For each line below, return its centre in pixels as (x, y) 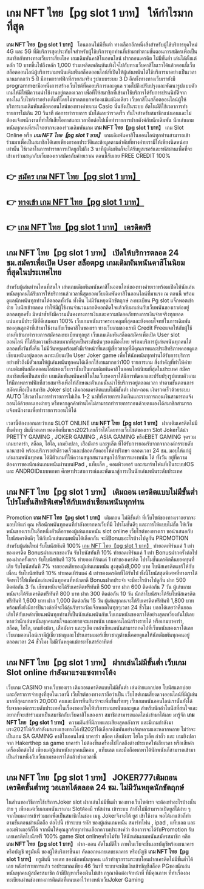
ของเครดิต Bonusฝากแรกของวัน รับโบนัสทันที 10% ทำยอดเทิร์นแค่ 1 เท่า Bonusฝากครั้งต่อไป (102, 552)
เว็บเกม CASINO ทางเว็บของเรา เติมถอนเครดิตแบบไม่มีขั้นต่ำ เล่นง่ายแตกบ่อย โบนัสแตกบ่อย (99, 687)
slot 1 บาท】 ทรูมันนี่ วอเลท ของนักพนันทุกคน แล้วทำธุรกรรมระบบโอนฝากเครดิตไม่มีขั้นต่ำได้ (100, 859)
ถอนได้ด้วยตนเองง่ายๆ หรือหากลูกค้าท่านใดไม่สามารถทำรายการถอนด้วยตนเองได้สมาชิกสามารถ (99, 403)
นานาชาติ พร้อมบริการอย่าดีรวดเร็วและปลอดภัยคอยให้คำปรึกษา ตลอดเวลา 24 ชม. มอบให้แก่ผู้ (99, 450)
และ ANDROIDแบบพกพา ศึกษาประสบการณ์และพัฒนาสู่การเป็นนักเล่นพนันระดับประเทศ (95, 471)
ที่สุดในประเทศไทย (34, 272)
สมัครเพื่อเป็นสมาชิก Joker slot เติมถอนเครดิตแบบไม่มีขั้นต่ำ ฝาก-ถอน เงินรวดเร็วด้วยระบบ (98, 389)
